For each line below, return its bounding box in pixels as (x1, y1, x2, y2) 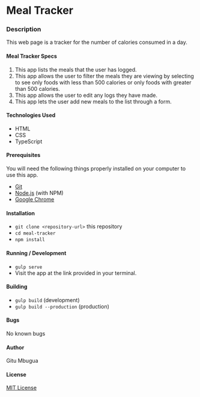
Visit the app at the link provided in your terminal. (14, 269, 137, 277)
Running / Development (6, 249, 67, 256)
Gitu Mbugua (6, 357, 38, 365)
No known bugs (6, 330, 46, 337)
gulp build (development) (14, 296, 80, 304)
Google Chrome (14, 196, 55, 203)
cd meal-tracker (14, 230, 56, 236)
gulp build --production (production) (14, 303, 110, 310)
